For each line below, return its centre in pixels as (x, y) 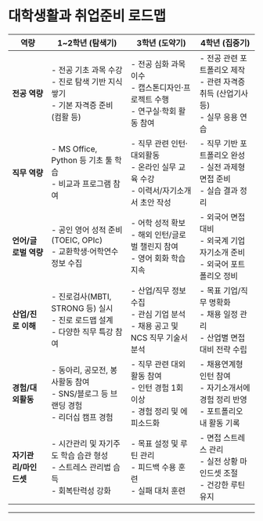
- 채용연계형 (221, 364)
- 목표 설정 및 (154, 443)
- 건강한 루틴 (222, 485)
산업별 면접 (226, 337)
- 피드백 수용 (153, 467)
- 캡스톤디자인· (157, 87)
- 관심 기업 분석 (158, 314)
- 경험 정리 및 (154, 411)
